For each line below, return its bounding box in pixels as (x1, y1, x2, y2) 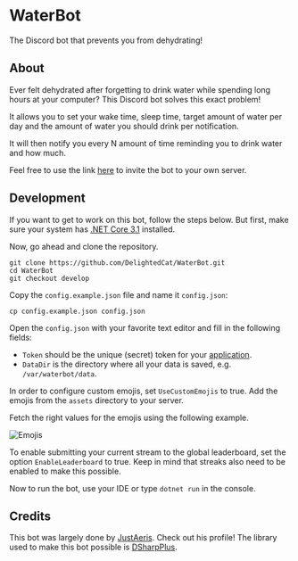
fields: (9, 332, 33, 342)
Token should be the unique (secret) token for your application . (21, 349, 252, 359)
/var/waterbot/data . (21, 367, 97, 379)
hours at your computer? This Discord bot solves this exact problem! (9, 94, 261, 104)
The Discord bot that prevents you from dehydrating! (9, 35, 203, 45)
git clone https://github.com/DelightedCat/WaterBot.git (9, 258, 226, 268)
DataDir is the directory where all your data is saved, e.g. (21, 359, 232, 369)
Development (9, 191, 87, 206)
